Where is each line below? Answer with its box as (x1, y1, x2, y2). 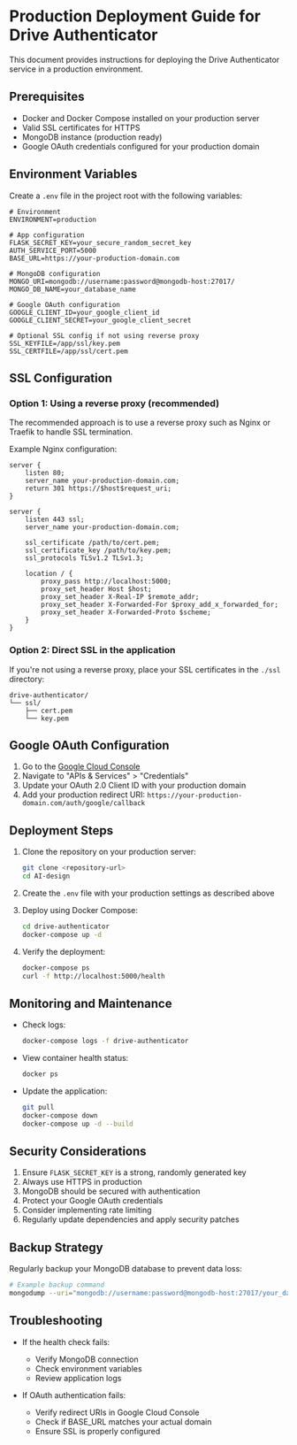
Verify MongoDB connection (34, 1354, 139, 1364)
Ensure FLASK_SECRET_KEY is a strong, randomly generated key (21, 1167, 247, 1178)
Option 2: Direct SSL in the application (9, 644, 176, 657)
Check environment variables (34, 1363, 143, 1373)
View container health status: (21, 1053, 129, 1064)
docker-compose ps (21, 963, 90, 972)
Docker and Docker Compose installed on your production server (21, 112, 260, 123)
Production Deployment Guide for (9, 6, 261, 27)
